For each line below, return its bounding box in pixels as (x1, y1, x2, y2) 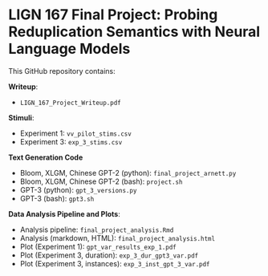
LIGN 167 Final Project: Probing (8, 6, 218, 24)
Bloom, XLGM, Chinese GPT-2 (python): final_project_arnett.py (19, 168, 237, 177)
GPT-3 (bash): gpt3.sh (19, 193, 95, 203)
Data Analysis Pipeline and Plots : (8, 209, 120, 218)
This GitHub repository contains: (8, 66, 116, 75)
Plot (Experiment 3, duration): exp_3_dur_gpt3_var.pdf (19, 250, 199, 260)
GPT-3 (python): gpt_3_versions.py (19, 185, 137, 194)
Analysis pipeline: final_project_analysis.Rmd (19, 225, 174, 234)
